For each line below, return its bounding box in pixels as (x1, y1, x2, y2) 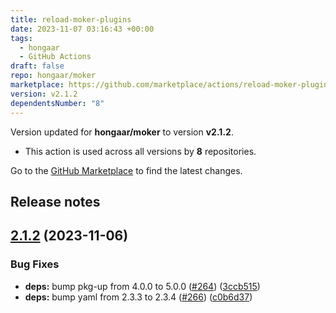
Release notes (10, 193, 101, 210)
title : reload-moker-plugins (10, 14, 132, 25)
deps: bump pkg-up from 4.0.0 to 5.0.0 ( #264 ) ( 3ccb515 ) (24, 280, 261, 292)
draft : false (10, 61, 65, 71)
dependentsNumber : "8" (10, 98, 105, 108)
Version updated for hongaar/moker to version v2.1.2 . (10, 126, 234, 138)
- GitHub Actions (19, 52, 92, 62)
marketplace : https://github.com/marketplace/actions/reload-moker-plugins (10, 80, 333, 90)
